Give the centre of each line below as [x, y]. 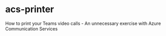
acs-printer [30, 9]
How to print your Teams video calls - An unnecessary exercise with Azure [83, 23]
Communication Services [32, 28]
